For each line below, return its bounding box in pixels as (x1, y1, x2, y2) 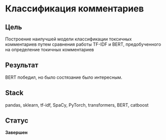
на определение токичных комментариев (5, 47, 94, 52)
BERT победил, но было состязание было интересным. (5, 74, 123, 80)
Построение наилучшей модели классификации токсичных (5, 36, 132, 42)
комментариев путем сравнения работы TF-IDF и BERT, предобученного (5, 41, 161, 47)
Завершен (5, 130, 28, 136)
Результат (5, 61, 39, 70)
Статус (5, 117, 28, 125)
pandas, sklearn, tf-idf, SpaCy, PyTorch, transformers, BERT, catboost (5, 102, 149, 108)
